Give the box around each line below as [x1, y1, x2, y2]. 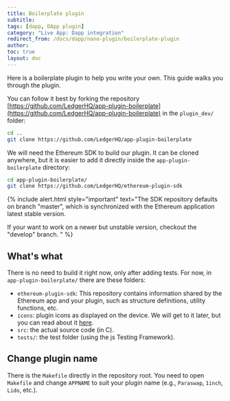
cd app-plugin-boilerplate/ [7, 176, 88, 183]
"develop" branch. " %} [7, 230, 73, 239]
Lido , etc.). [7, 386, 38, 394]
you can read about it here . [16, 318, 94, 327]
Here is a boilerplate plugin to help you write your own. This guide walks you [7, 74, 223, 82]
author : [7, 42, 30, 49]
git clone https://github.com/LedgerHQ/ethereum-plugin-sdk [7, 183, 183, 190]
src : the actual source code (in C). [16, 326, 115, 334]
